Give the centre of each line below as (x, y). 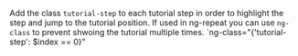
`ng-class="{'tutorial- (246, 32)
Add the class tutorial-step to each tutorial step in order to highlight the (147, 13)
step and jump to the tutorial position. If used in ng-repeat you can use (143, 23)
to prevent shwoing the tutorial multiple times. (118, 32)
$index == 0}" (59, 42)
